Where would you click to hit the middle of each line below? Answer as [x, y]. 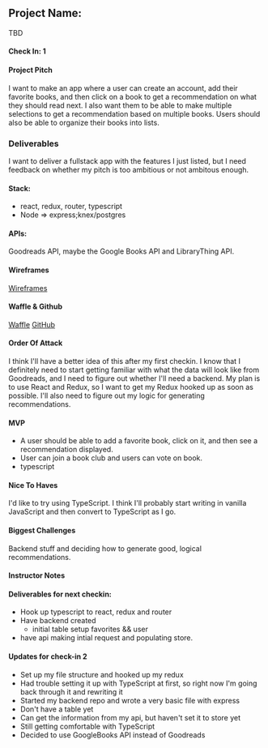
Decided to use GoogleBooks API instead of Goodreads [113, 735]
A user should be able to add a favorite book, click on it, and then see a [139, 441]
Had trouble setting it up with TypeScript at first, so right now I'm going [138, 683]
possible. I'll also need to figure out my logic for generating [106, 395]
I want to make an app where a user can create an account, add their [123, 88]
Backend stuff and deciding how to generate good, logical [105, 548]
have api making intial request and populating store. [106, 638]
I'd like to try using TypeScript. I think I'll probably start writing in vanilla [128, 503]
